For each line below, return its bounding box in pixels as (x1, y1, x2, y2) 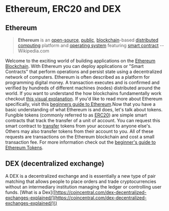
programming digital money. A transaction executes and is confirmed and (5, 80, 160, 85)
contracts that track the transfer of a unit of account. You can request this (5, 118, 160, 123)
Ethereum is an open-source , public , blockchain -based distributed (17, 37, 159, 43)
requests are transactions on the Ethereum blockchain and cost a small (5, 134, 155, 139)
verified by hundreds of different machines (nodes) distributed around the (5, 85, 161, 91)
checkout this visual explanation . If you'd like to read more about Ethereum (5, 96, 162, 102)
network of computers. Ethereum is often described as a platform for (5, 74, 150, 80)
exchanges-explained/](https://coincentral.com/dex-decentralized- (5, 195, 147, 201)
